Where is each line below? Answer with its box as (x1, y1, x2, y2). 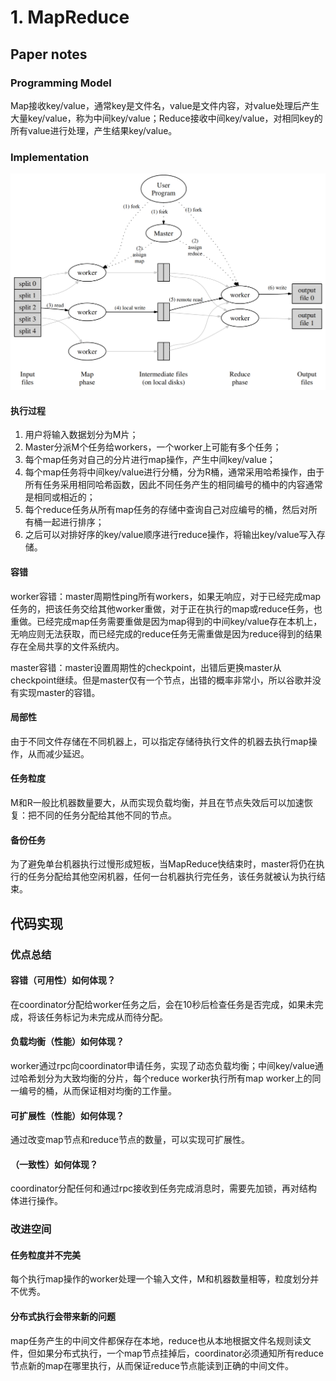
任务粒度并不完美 (10, 1249, 81, 1261)
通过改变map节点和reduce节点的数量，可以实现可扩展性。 (10, 1134, 250, 1146)
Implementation (10, 150, 90, 164)
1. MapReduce (10, 6, 130, 29)
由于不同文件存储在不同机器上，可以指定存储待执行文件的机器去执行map (10, 735, 309, 747)
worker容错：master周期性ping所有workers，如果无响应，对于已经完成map (10, 590, 322, 602)
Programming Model (10, 76, 112, 90)
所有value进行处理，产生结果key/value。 (10, 124, 178, 136)
